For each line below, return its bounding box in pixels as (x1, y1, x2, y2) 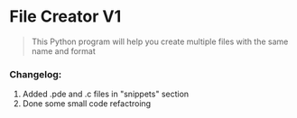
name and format (31, 45, 97, 56)
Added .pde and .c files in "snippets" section (22, 88, 190, 100)
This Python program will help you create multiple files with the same (31, 36, 289, 47)
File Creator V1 (9, 6, 122, 27)
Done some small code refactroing (22, 98, 152, 109)
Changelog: (9, 68, 62, 80)
